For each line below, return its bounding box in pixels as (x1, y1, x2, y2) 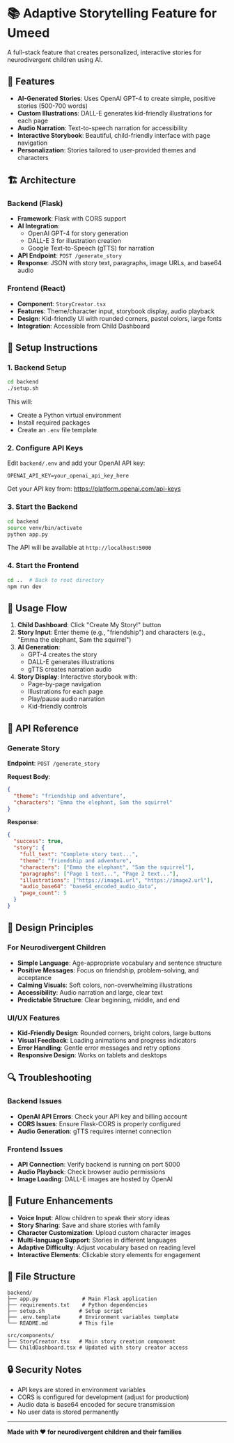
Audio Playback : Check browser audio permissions (17, 1167, 166, 1176)
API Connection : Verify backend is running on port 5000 (17, 1160, 180, 1168)
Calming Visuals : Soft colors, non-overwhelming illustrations (17, 981, 193, 989)
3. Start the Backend (7, 502, 78, 512)
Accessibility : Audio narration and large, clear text (17, 988, 164, 996)
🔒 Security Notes (7, 1364, 82, 1375)
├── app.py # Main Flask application (7, 1295, 157, 1302)
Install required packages (17, 418, 91, 427)
